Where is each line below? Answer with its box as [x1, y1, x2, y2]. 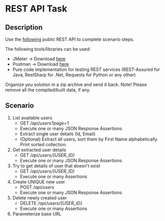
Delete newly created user [12, 194, 67, 201]
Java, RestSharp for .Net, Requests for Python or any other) [12, 72, 136, 78]
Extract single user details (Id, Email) [20, 131, 96, 137]
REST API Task [5, 3, 68, 15]
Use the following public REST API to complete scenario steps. [5, 36, 134, 42]
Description [5, 23, 43, 32]
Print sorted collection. [20, 141, 67, 147]
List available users [12, 115, 53, 121]
